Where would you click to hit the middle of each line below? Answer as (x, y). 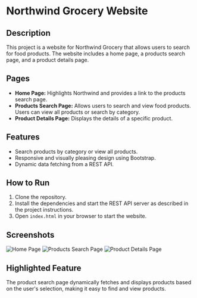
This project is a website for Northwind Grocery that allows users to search (98, 47)
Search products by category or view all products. (76, 151)
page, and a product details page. (48, 60)
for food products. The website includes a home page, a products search (96, 54)
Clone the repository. (40, 197)
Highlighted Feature (44, 268)
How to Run (28, 183)
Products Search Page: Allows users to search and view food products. (103, 105)
